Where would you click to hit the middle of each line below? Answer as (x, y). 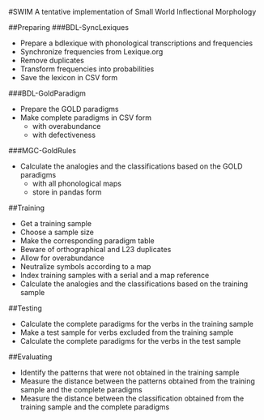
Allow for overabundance (62, 258)
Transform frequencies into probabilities (87, 69)
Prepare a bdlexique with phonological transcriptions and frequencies (136, 43)
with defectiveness (64, 135)
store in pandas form (67, 192)
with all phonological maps (77, 183)
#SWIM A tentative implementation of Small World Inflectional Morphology (132, 12)
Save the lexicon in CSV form (69, 77)
